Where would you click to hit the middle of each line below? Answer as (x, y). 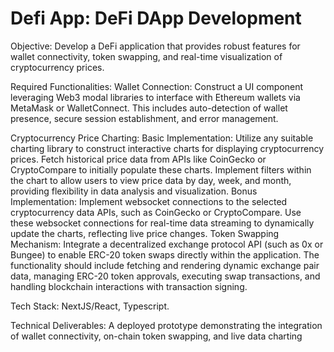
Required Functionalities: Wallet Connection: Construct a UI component (157, 86)
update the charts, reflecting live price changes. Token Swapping (145, 233)
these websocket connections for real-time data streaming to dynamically (162, 223)
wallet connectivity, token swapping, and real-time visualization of (146, 56)
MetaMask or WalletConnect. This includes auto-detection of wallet (149, 108)
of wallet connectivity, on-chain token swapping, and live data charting (156, 336)
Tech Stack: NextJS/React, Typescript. (90, 306)
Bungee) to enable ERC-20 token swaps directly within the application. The (165, 254)
